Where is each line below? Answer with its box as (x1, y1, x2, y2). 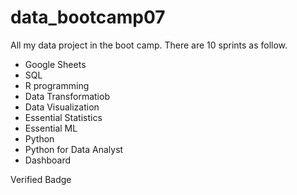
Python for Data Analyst (24, 143, 124, 155)
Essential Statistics (24, 111, 103, 123)
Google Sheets (24, 58, 87, 70)
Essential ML (24, 122, 78, 134)
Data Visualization (24, 101, 100, 113)
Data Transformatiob (24, 90, 110, 102)
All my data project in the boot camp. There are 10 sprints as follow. (10, 39, 288, 51)
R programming (24, 79, 90, 91)
